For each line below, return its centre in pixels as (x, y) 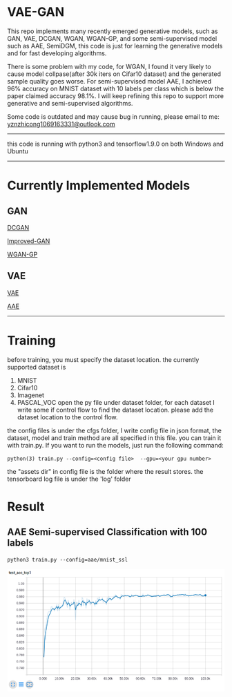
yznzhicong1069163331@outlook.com (61, 124)
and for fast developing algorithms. (57, 53)
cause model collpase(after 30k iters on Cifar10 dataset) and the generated (114, 74)
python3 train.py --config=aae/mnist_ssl (68, 560)
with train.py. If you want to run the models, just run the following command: (116, 445)
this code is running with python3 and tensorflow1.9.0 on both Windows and (116, 144)
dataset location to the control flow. (68, 417)
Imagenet (31, 395)
